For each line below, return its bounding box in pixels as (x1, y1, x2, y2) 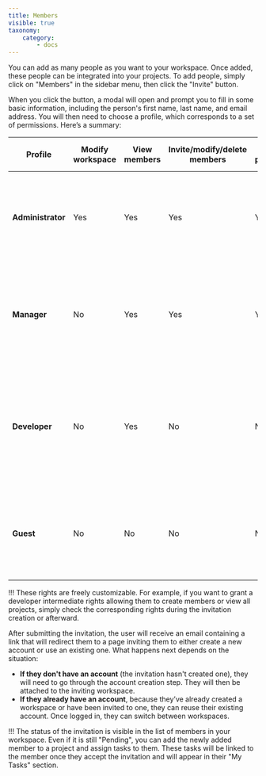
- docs (36, 41, 59, 49)
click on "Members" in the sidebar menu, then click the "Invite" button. (8, 80, 239, 90)
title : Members (8, 11, 59, 20)
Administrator (12, 212, 66, 223)
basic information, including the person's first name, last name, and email (8, 104, 248, 113)
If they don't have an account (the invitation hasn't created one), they (19, 669, 249, 679)
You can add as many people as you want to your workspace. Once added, (8, 63, 253, 72)
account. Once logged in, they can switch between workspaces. (19, 711, 230, 721)
